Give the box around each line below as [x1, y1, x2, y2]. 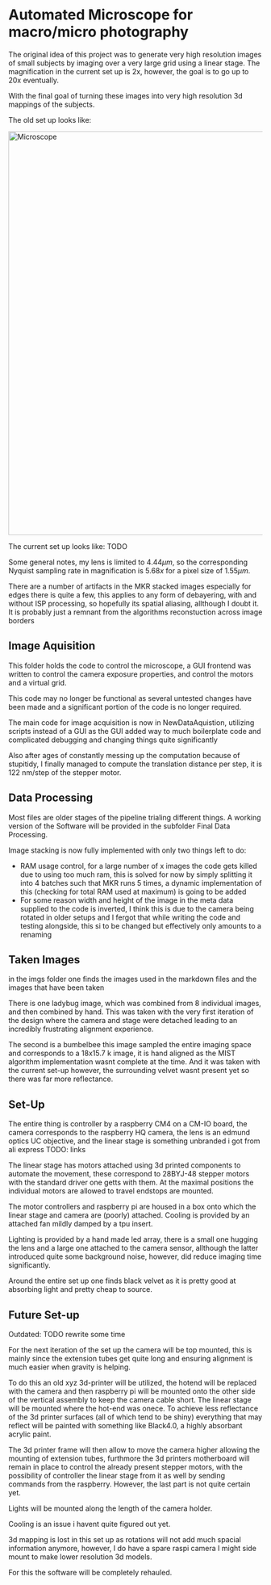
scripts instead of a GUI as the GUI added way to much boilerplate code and [8, 726, 261, 736]
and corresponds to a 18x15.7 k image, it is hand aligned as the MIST [8, 1048, 236, 1059]
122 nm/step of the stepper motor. [8, 767, 122, 777]
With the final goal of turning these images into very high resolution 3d [8, 90, 244, 100]
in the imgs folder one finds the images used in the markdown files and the [8, 975, 257, 984]
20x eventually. [8, 75, 59, 85]
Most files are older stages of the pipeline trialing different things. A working [8, 812, 261, 822]
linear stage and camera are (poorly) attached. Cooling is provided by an [8, 1210, 250, 1220]
